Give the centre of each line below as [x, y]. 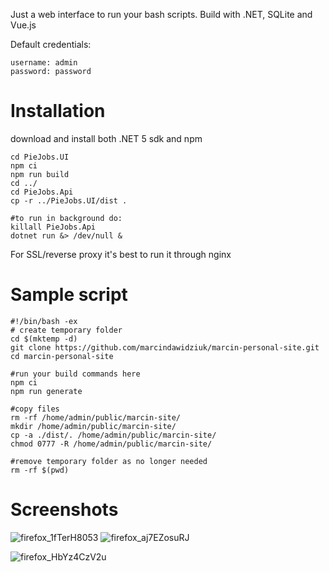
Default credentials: [51, 44]
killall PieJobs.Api [53, 227]
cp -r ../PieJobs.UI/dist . [69, 200]
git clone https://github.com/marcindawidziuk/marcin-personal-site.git [165, 347]
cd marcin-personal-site [62, 356]
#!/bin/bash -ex [44, 321]
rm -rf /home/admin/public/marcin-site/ [96, 417]
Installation [58, 111]
